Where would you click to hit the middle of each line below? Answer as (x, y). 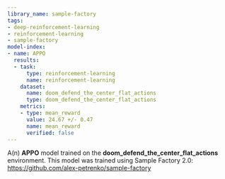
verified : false (50, 133)
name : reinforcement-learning (70, 80)
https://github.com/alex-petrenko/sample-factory (79, 168)
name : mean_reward (53, 126)
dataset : (33, 87)
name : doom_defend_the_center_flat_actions (91, 93)
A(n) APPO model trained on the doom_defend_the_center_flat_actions (113, 153)
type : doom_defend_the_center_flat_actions (91, 100)
